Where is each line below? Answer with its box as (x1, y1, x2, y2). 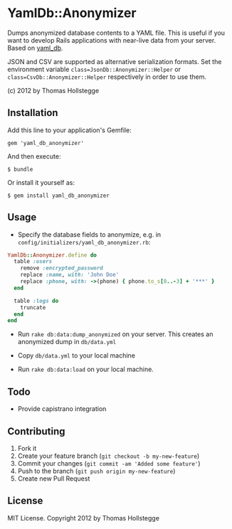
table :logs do (14, 297, 59, 304)
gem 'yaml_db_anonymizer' (7, 139, 84, 146)
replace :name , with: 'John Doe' (20, 272, 120, 279)
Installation (7, 107, 58, 119)
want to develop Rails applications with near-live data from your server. (7, 36, 216, 44)
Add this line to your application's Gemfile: (7, 126, 132, 134)
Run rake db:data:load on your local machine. (17, 365, 154, 374)
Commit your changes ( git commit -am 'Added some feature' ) (17, 459, 201, 467)
